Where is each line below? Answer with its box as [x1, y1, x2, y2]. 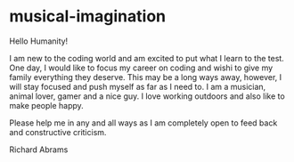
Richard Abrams [9, 144, 69, 155]
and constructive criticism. [9, 126, 107, 137]
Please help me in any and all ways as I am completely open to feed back [9, 117, 278, 128]
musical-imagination [9, 6, 167, 27]
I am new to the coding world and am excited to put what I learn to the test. [9, 53, 285, 63]
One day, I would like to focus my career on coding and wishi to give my [9, 62, 274, 73]
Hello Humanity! [9, 36, 69, 46]
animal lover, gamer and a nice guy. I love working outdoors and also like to [9, 91, 285, 101]
